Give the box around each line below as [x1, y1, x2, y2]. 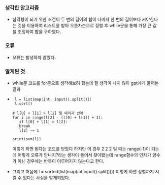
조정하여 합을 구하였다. [17, 29, 62, 35]
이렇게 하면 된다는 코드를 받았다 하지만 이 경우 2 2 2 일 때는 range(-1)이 [12, 146, 150, 152]
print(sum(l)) [12, 136, 41, 141]
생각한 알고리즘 [5, 4, 39, 11]
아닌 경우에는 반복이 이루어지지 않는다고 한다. [17, 158, 104, 164]
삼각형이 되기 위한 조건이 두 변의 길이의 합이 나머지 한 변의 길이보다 [12, 16, 141, 23]
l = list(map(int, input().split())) [14, 97, 92, 102]
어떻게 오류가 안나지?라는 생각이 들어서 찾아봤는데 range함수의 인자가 [17, 152, 152, 158]
